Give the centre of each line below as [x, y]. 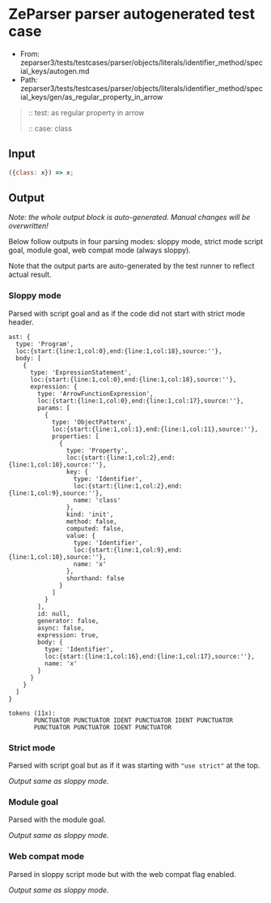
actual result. [30, 275]
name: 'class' [97, 500]
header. [21, 322]
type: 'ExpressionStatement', [80, 372]
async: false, [61, 628]
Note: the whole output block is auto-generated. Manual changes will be [129, 217]
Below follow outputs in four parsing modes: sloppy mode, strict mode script [136, 242]
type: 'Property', [97, 450]
